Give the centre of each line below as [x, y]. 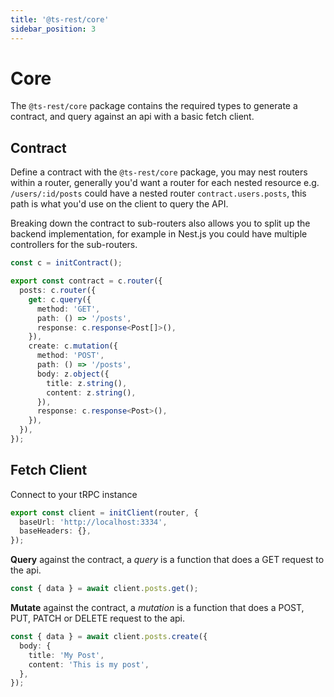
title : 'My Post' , [66, 655]
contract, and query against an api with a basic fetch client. [132, 117]
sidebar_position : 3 [53, 29]
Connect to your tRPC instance [74, 494]
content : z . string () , [91, 392]
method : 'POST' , [70, 356]
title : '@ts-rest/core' [60, 19]
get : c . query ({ [60, 299]
